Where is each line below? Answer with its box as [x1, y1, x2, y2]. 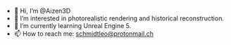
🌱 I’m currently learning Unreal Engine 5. [13, 22, 132, 30]
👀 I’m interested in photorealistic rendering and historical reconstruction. [13, 14, 224, 22]
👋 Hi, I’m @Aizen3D [13, 7, 71, 15]
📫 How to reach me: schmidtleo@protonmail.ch [13, 30, 154, 38]
